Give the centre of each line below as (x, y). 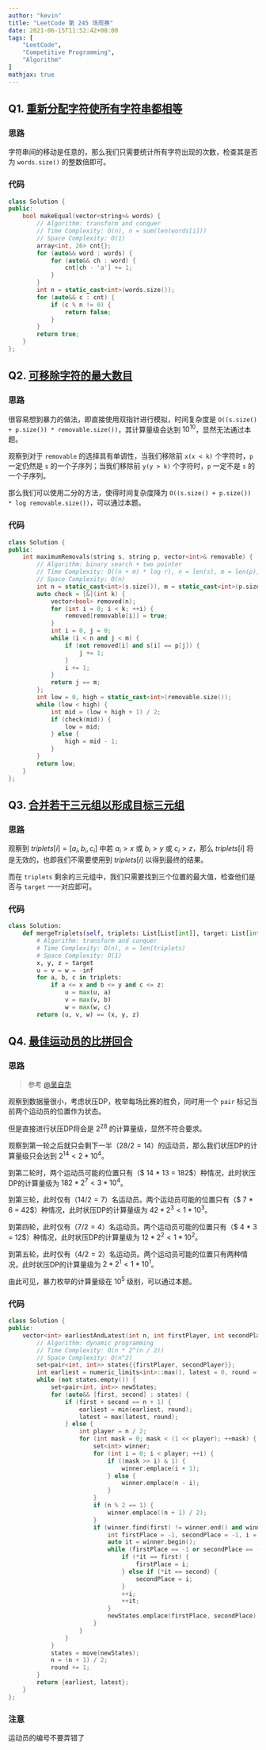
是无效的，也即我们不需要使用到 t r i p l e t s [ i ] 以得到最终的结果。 (108, 860)
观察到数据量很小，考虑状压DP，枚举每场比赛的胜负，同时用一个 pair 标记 (129, 1102)
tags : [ (21, 38)
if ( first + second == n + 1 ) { (118, 1402)
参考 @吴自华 (49, 1085)
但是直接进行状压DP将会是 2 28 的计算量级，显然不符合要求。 (107, 1128)
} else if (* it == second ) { (169, 1571)
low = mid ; (83, 727)
